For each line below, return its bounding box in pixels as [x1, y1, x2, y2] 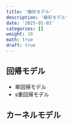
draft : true [6, 43, 36, 49]
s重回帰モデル [14, 91, 49, 98]
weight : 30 [6, 31, 33, 37]
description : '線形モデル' [6, 14, 68, 20]
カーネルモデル [6, 110, 61, 120]
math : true [6, 37, 33, 43]
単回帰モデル [14, 83, 46, 90]
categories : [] [6, 25, 44, 32]
